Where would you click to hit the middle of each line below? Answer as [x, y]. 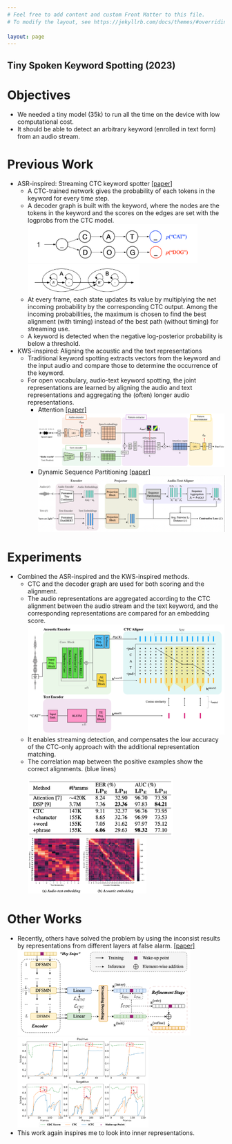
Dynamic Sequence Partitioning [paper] [94, 472]
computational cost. [46, 122]
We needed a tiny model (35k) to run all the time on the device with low [118, 114]
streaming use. [49, 329]
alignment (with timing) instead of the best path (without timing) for [123, 321]
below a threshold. [54, 343]
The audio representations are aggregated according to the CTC [119, 599]
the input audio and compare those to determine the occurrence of [123, 365]
